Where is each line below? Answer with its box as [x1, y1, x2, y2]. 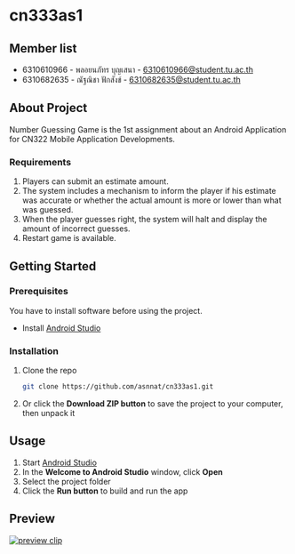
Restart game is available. [21, 233, 117, 244]
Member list [9, 41, 77, 56]
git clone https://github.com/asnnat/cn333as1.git [21, 382, 214, 391]
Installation [9, 344, 60, 357]
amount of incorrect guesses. [21, 223, 131, 234]
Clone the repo [21, 365, 77, 376]
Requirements [9, 156, 72, 168]
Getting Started [9, 259, 97, 274]
